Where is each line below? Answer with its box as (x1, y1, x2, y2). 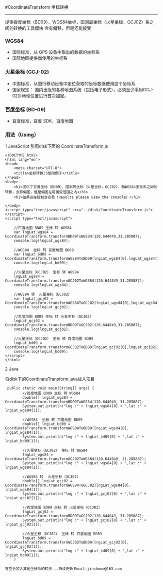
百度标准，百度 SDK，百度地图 (12, 118, 74, 124)
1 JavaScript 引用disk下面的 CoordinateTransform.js (5, 143, 108, 149)
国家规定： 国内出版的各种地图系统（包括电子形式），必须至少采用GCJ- (12, 86, 154, 92)
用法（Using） (5, 131, 39, 138)
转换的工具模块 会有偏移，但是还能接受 (13, 25, 91, 31)
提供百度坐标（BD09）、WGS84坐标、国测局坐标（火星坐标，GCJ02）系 (5, 19, 150, 25)
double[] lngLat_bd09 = (22, 422, 70, 426)
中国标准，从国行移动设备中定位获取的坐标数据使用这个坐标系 (12, 81, 136, 86)
